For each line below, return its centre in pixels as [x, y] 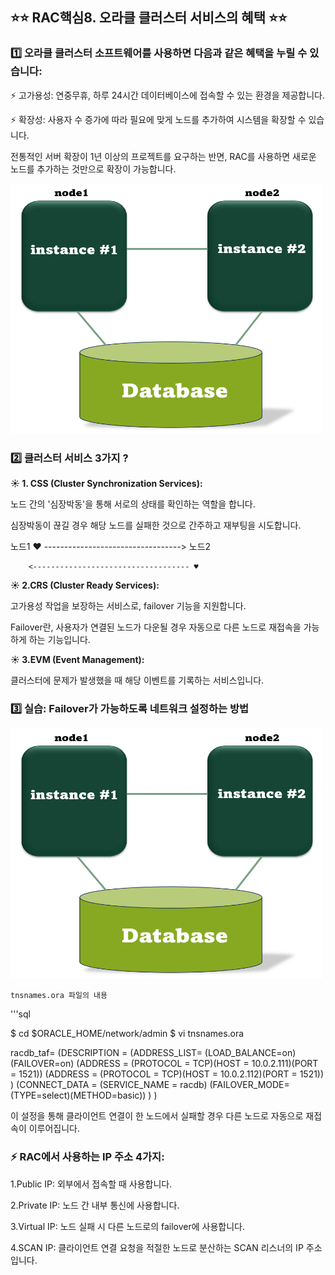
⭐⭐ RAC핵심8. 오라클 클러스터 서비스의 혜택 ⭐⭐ [149, 18]
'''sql [20, 1014]
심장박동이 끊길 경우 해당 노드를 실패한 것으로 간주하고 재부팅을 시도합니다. [156, 525]
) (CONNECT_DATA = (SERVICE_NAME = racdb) [109, 1085]
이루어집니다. [54, 1129]
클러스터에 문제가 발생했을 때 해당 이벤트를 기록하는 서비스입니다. [137, 680]
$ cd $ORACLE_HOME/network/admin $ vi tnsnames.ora [127, 1034]
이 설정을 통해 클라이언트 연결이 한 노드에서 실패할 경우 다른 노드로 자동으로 [157, 1116]
